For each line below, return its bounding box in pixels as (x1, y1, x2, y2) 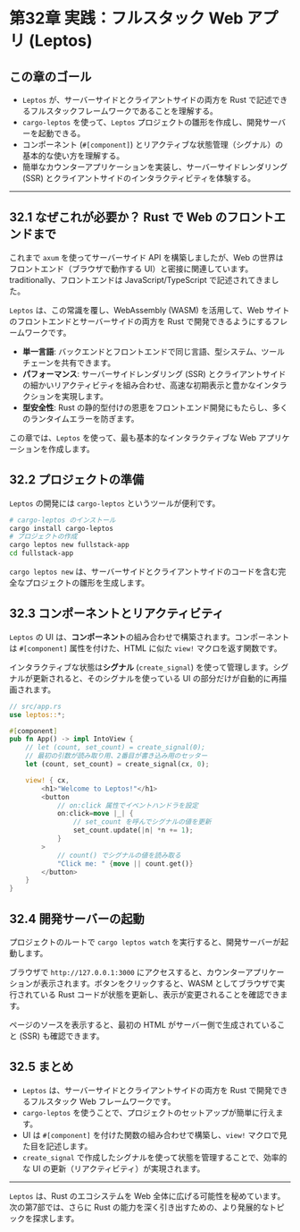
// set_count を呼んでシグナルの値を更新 (72, 817, 212, 826)
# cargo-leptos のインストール (9, 516, 116, 525)
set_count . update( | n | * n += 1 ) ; (72, 826, 194, 835)
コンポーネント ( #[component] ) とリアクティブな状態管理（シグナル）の (21, 140, 284, 150)
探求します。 (32, 1212, 79, 1223)
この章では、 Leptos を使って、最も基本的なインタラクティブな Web (9, 432, 257, 443)
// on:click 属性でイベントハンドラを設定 (56, 800, 199, 810)
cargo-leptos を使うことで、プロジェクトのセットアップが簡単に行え (21, 1107, 276, 1117)
